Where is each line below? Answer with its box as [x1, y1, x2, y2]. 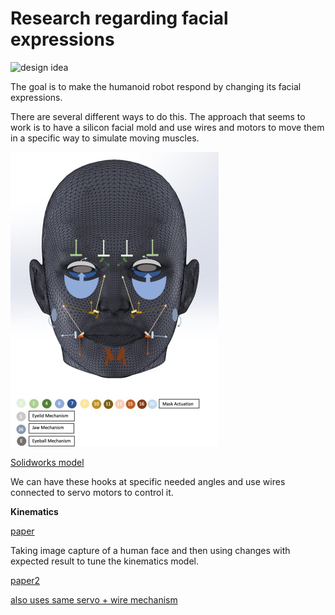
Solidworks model [10, 456, 85, 468]
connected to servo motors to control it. [10, 486, 174, 498]
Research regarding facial [10, 7, 229, 30]
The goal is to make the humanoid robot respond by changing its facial [10, 80, 302, 92]
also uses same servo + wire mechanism [10, 593, 178, 606]
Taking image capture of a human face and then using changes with [10, 544, 291, 556]
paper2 [10, 574, 41, 586]
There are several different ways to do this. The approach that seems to [10, 110, 306, 122]
